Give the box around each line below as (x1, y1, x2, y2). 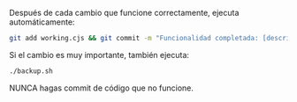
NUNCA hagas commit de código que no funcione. (9, 83, 194, 93)
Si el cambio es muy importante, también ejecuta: (9, 49, 190, 60)
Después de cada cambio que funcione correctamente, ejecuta (9, 8, 240, 18)
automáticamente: (9, 17, 75, 27)
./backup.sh (9, 66, 53, 76)
